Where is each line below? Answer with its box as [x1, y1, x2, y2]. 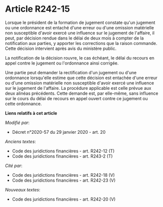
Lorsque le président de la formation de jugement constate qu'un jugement [5, 20, 156, 25]
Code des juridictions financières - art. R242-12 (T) [12, 148, 115, 154]
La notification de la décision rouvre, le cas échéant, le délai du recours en [5, 55, 155, 61]
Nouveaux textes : [5, 186, 40, 192]
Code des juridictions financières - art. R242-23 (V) [12, 177, 116, 183]
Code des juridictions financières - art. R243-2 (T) [12, 153, 113, 159]
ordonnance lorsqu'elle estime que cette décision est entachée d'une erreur [5, 75, 158, 81]
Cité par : [5, 163, 23, 168]
